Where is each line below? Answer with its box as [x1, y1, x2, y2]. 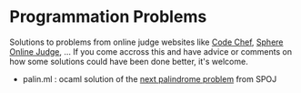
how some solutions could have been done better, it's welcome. [9, 56, 248, 67]
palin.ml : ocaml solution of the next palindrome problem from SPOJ [22, 73, 277, 84]
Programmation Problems [9, 6, 207, 27]
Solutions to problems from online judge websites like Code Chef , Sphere [9, 36, 284, 47]
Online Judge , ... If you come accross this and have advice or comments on [9, 46, 293, 57]
